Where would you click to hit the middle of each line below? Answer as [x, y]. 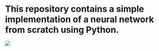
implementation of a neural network [79, 19]
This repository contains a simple [75, 9]
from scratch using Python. [62, 30]
